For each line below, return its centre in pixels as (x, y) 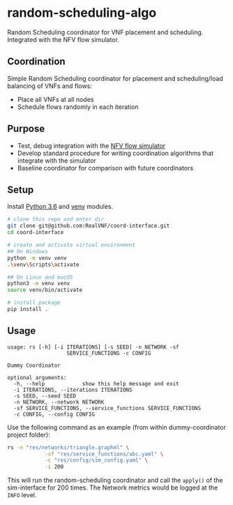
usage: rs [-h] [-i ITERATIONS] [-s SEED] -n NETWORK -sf (93, 347)
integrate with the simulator (57, 160)
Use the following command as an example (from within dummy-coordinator (117, 427)
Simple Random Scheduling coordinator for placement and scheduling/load (115, 78)
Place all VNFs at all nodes (55, 99)
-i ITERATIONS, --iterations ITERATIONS (73, 390)
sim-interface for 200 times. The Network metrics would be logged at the (113, 488)
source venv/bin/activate (45, 290)
